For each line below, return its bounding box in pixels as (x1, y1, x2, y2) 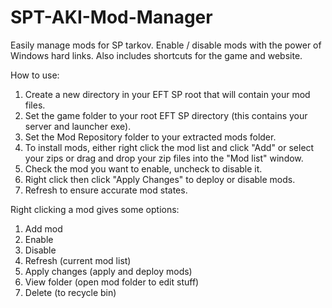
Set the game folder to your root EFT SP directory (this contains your (24, 109, 308, 121)
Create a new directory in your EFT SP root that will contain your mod (24, 88, 311, 100)
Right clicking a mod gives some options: (10, 203, 180, 215)
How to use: (10, 69, 60, 81)
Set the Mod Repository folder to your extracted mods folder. (24, 131, 277, 143)
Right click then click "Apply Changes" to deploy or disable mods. (24, 173, 296, 185)
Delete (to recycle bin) (24, 286, 117, 298)
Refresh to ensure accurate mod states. (24, 184, 188, 196)
